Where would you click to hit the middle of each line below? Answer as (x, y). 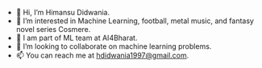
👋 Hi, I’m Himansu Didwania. (63, 12)
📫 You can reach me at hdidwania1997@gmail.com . (102, 55)
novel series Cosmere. (53, 29)
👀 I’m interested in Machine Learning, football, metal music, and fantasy (135, 21)
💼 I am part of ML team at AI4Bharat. (77, 38)
